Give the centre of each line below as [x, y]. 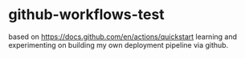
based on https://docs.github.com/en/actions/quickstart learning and [123, 37]
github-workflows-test [86, 15]
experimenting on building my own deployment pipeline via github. [118, 44]
